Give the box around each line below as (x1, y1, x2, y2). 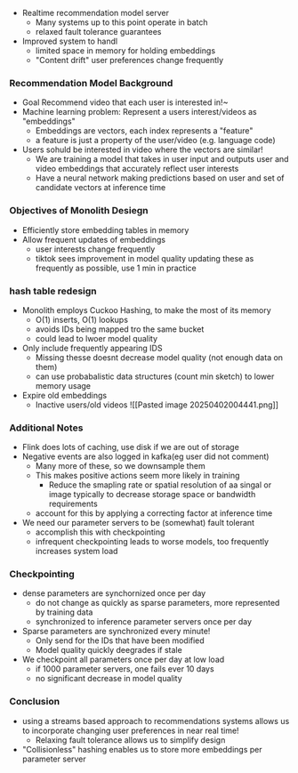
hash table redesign (9, 285, 98, 297)
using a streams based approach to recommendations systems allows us (21, 715, 290, 726)
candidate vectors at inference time (35, 182, 166, 193)
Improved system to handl (21, 36, 118, 46)
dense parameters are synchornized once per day (21, 588, 206, 599)
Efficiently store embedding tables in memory (21, 224, 189, 235)
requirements (48, 498, 98, 510)
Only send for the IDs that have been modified (35, 635, 205, 646)
